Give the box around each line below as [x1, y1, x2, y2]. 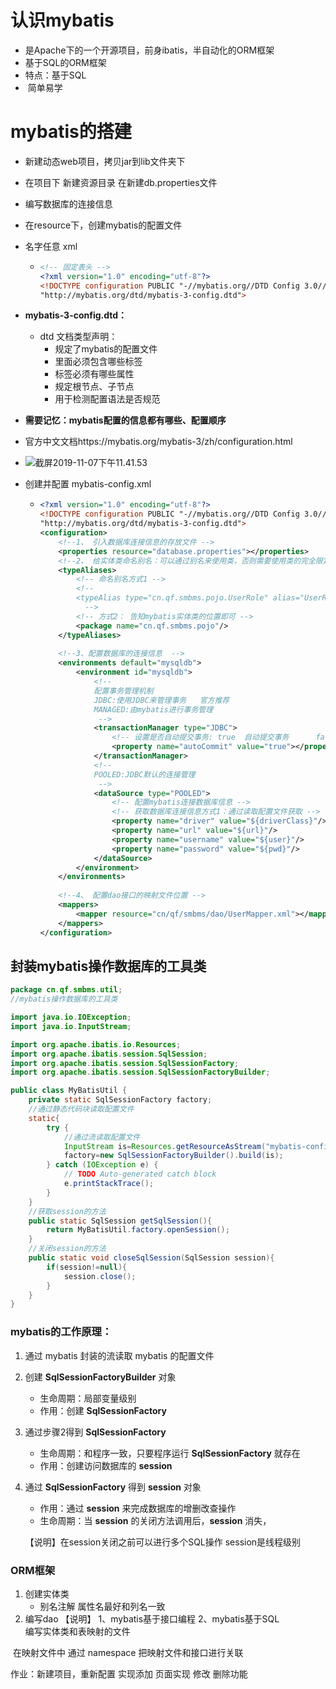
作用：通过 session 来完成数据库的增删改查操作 [39, 1502, 237, 1514]
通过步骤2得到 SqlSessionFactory [24, 1426, 167, 1438]
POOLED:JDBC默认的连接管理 [93, 769, 196, 780]
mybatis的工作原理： [10, 1325, 113, 1339]
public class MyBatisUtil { [10, 1086, 128, 1096]
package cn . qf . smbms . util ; [10, 985, 123, 995]
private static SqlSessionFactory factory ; [28, 1095, 213, 1105]
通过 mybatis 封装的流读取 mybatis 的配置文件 [24, 1349, 215, 1361]
